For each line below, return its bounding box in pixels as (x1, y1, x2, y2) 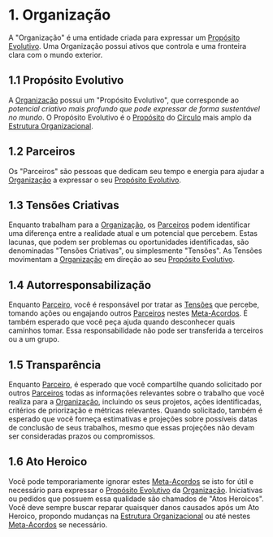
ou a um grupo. (8, 334, 60, 344)
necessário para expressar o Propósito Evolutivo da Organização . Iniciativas (8, 485, 263, 495)
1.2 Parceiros (8, 145, 76, 159)
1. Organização (8, 6, 111, 24)
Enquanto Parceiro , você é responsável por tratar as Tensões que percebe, (8, 299, 260, 310)
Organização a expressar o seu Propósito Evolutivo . (8, 175, 181, 185)
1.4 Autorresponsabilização (8, 278, 152, 292)
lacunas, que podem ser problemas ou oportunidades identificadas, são (8, 238, 249, 247)
